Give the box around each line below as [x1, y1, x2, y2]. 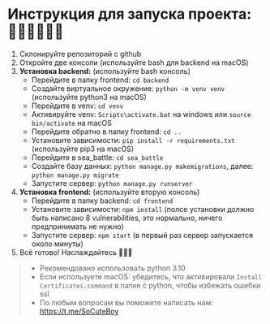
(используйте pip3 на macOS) [31, 144, 135, 153]
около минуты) [31, 239, 84, 248]
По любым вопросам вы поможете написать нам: [39, 297, 213, 307]
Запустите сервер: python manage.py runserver [31, 178, 193, 188]
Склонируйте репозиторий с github [19, 49, 142, 58]
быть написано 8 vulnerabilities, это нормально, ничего [31, 213, 223, 222]
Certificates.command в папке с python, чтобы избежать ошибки [39, 280, 261, 290]
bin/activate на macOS [31, 118, 113, 127]
